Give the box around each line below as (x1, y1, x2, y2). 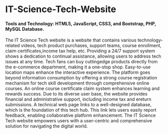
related (5, 42, 20, 49)
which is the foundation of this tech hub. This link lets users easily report (5, 107, 157, 113)
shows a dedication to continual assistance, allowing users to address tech (5, 53, 161, 59)
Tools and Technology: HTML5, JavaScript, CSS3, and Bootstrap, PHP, (5, 20, 156, 26)
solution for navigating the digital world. (5, 123, 88, 129)
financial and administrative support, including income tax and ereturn (5, 96, 152, 102)
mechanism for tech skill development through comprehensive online (5, 80, 149, 86)
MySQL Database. (5, 26, 45, 32)
